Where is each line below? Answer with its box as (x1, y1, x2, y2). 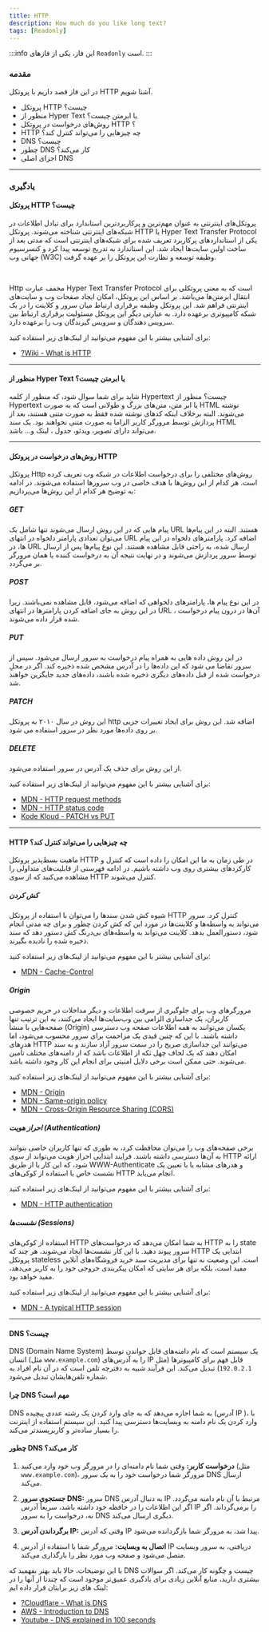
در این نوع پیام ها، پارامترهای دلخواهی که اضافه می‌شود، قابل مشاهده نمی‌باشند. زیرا (9, 597, 259, 607)
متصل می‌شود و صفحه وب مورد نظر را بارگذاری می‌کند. (20, 1550, 186, 1559)
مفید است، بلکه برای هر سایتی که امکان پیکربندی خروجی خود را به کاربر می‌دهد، (9, 1263, 247, 1273)
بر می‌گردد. (9, 559, 42, 569)
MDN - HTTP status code (20, 803, 105, 812)
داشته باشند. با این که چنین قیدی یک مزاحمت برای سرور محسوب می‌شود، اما (9, 1031, 238, 1040)
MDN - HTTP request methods (20, 795, 122, 804)
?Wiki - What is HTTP (20, 348, 92, 357)
